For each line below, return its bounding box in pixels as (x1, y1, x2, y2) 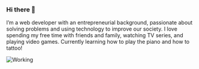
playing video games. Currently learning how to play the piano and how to (6, 38, 190, 46)
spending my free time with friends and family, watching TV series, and (6, 32, 184, 39)
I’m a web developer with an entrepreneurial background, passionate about (6, 19, 193, 26)
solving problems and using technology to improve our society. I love (6, 25, 178, 32)
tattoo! (6, 44, 23, 52)
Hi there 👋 (6, 5, 36, 14)
